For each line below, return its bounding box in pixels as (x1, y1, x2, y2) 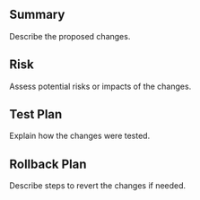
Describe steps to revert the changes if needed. (9, 180, 187, 191)
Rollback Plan (9, 156, 87, 171)
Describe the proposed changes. (9, 30, 131, 41)
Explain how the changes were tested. (9, 130, 151, 142)
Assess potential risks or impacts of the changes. (9, 81, 192, 91)
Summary (9, 7, 65, 22)
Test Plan (9, 107, 63, 122)
